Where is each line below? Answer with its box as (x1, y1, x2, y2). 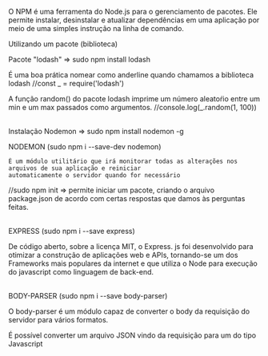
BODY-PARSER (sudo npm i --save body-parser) (8, 291, 168, 300)
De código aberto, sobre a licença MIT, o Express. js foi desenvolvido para (8, 242, 254, 251)
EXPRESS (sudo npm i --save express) (8, 227, 136, 235)
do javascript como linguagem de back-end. (8, 267, 154, 276)
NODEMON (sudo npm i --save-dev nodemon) (8, 142, 162, 151)
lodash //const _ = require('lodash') (8, 79, 125, 88)
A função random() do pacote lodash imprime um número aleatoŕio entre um (8, 94, 260, 103)
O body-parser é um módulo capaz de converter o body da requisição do (8, 307, 250, 316)
